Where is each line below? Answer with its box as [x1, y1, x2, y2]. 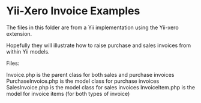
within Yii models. [6, 48, 50, 55]
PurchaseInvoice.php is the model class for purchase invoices [6, 77, 160, 85]
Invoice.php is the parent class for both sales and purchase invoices [6, 71, 175, 78]
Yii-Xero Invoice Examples [6, 4, 140, 18]
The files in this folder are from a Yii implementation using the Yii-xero [6, 24, 179, 31]
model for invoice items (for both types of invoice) [6, 90, 130, 97]
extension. [6, 30, 32, 37]
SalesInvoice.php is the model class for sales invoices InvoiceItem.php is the [6, 83, 196, 90]
